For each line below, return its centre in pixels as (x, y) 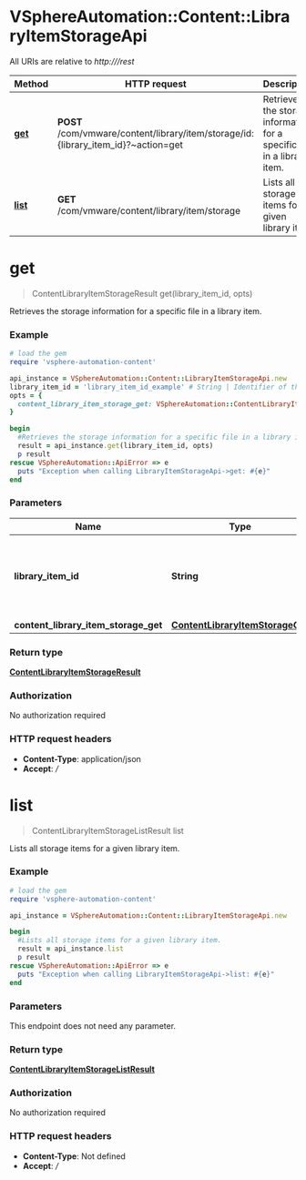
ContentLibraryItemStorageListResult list (107, 830)
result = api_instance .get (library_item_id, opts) (116, 446)
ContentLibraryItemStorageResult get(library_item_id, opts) (142, 293)
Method (31, 84)
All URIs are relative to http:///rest (72, 61)
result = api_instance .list (71, 949)
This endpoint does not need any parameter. (92, 1025)
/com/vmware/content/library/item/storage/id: (156, 133)
